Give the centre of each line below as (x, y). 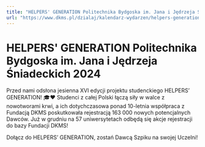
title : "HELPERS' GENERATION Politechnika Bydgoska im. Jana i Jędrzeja (101, 12)
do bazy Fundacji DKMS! (37, 126)
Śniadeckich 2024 (54, 73)
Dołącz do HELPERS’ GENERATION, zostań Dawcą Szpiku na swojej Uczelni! (102, 137)
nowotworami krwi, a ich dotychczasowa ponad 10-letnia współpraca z (95, 106)
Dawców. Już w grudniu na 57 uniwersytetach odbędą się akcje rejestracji (99, 119)
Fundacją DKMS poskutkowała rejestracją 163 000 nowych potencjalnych (99, 113)
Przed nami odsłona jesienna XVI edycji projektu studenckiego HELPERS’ (98, 91)
